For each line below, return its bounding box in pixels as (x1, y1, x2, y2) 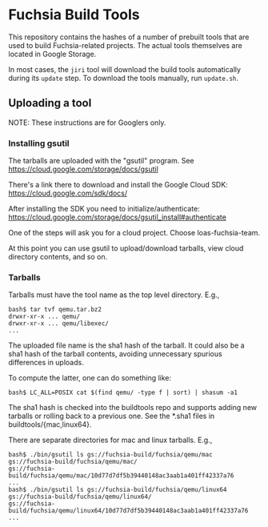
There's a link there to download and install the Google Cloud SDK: (8, 180, 228, 190)
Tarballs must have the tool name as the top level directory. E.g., (8, 290, 220, 300)
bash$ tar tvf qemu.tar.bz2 (8, 306, 102, 314)
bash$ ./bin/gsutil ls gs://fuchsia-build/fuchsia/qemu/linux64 (8, 486, 227, 494)
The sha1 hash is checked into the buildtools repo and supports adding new (8, 403, 258, 412)
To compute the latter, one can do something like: (8, 373, 172, 383)
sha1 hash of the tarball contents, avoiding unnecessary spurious (8, 349, 222, 359)
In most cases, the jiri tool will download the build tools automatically (8, 64, 242, 74)
